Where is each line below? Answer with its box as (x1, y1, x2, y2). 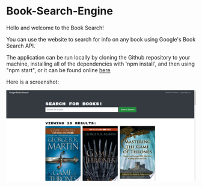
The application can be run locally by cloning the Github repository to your (6, 54, 191, 61)
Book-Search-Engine (6, 4, 113, 18)
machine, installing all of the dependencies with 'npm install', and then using (6, 60, 195, 67)
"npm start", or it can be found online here (6, 66, 111, 73)
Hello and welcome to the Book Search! (6, 24, 104, 31)
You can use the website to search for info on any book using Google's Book (6, 35, 196, 43)
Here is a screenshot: (6, 78, 59, 85)
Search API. (6, 42, 35, 49)
